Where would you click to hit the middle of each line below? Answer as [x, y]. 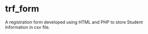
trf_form [22, 9]
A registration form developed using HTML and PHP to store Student [74, 22]
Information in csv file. [28, 27]
